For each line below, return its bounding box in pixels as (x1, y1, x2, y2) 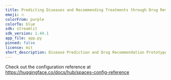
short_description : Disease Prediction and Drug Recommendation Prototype (5, 50, 167, 55)
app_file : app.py (5, 36, 42, 41)
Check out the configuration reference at (5, 64, 91, 70)
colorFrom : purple (5, 17, 44, 22)
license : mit (5, 45, 33, 50)
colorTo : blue (5, 21, 36, 27)
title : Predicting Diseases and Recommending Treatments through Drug (5, 7, 158, 13)
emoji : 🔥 (5, 12, 24, 17)
